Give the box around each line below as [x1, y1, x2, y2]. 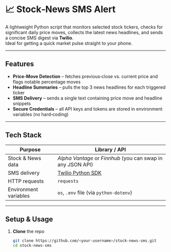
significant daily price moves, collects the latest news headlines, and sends [5, 29, 163, 35]
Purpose [19, 146, 41, 153]
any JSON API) [58, 161, 93, 168]
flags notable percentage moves [12, 79, 81, 85]
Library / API [95, 146, 126, 153]
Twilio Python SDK [58, 169, 102, 176]
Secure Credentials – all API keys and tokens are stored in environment [12, 106, 163, 112]
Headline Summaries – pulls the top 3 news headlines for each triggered [12, 84, 166, 90]
